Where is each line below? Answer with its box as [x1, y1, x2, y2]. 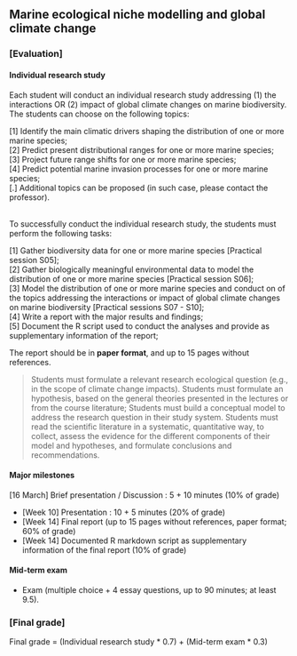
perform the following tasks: [9, 228, 113, 238]
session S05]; [9, 254, 59, 265]
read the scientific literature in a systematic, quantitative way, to [30, 421, 264, 432]
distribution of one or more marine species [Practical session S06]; [9, 273, 254, 284]
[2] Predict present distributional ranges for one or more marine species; [9, 144, 275, 155]
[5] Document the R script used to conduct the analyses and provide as [9, 320, 270, 332]
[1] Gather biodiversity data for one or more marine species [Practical [9, 244, 262, 256]
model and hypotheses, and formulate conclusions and [30, 440, 232, 451]
